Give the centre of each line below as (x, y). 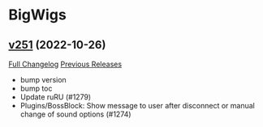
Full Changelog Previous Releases (65, 64)
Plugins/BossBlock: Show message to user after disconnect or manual (138, 106)
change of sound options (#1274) (75, 114)
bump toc (36, 88)
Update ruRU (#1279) (56, 97)
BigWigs (37, 15)
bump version (43, 80)
